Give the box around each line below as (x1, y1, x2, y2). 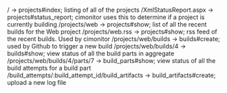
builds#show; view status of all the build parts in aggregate (7, 49, 175, 57)
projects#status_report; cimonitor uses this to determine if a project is (7, 13, 205, 21)
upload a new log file (7, 79, 67, 86)
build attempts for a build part (7, 64, 91, 72)
